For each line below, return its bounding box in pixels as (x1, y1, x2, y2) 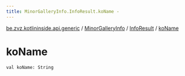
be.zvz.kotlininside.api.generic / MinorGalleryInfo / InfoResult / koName (6, 25, 179, 32)
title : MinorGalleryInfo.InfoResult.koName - (6, 8, 119, 15)
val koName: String (6, 64, 54, 70)
